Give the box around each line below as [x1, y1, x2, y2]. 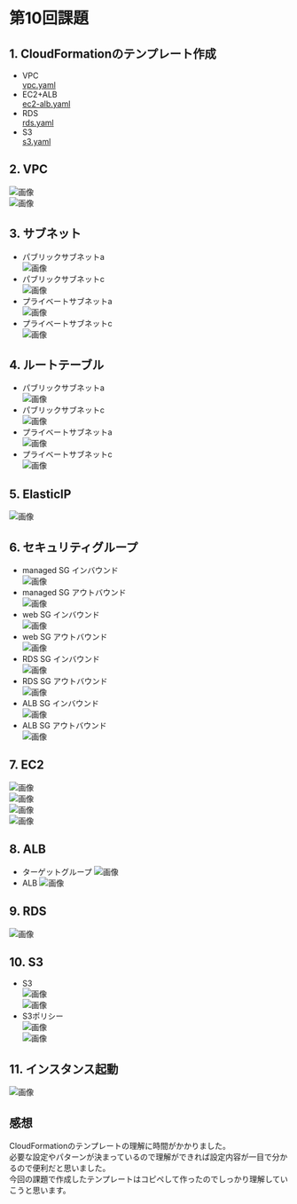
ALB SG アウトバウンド [21, 720, 107, 731]
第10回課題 [9, 8, 89, 28]
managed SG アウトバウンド [21, 587, 127, 598]
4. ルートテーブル [9, 358, 105, 373]
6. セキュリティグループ [9, 539, 138, 555]
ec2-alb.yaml [21, 98, 71, 109]
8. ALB [9, 842, 47, 857]
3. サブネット [9, 226, 82, 241]
